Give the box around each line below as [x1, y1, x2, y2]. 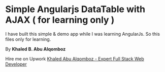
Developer [5, 61, 27, 67]
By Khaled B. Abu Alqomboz [5, 46, 66, 52]
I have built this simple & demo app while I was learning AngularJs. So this [5, 31, 160, 37]
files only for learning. [5, 36, 51, 42]
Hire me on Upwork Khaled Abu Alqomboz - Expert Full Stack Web [5, 55, 145, 61]
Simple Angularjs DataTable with [5, 4, 146, 15]
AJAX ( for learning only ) [5, 14, 115, 26]
